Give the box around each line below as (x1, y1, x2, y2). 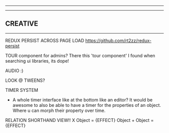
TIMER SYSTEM (5, 87, 39, 93)
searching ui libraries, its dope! (5, 58, 69, 64)
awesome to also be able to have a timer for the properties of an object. (12, 102, 161, 108)
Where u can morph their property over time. (12, 107, 106, 113)
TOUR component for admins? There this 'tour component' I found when (5, 52, 155, 58)
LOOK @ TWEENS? (5, 77, 45, 83)
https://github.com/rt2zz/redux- (85, 37, 152, 43)
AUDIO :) (5, 67, 24, 73)
